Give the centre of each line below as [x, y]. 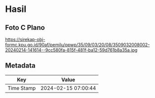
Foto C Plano [25, 28]
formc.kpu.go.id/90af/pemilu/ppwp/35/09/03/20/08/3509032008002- [77, 45]
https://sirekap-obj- [25, 39]
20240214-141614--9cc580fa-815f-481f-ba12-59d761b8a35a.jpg [71, 50]
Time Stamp [22, 88]
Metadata [20, 66]
